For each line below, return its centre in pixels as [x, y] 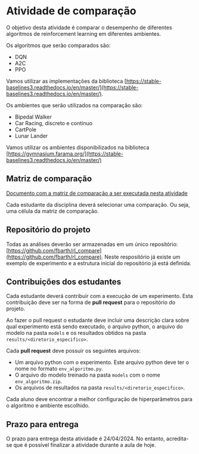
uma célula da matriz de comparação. [53, 211]
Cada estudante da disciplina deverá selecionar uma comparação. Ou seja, [98, 204]
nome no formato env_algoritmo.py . [59, 369]
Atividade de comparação [71, 11]
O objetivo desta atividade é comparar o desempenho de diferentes [89, 27]
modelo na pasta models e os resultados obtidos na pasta [76, 333]
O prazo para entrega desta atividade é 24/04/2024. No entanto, [85, 439]
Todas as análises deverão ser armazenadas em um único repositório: [92, 244]
